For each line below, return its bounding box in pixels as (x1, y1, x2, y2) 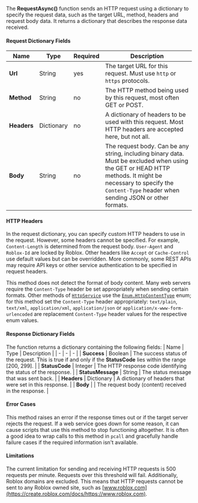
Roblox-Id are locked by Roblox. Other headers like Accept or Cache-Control (6, 249, 190, 257)
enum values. (6, 317, 39, 324)
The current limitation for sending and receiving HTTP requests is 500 (6, 465, 176, 472)
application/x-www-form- (123, 305, 184, 311)
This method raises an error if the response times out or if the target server (6, 414, 189, 421)
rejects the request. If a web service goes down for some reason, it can (6, 420, 180, 427)
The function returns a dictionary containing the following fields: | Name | (6, 344, 184, 351)
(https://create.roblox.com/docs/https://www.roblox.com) (6, 491, 146, 498)
